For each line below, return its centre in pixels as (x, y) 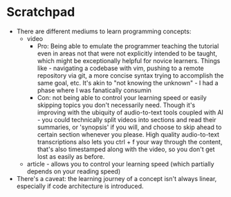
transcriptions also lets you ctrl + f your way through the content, (130, 142)
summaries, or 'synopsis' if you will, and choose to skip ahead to (129, 127)
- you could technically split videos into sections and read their (127, 119)
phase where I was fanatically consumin (94, 90)
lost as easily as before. (71, 156)
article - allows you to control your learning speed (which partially (121, 164)
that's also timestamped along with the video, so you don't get (126, 149)
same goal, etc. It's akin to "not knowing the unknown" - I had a (128, 83)
